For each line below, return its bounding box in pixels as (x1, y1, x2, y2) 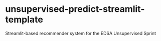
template (5, 14, 44, 25)
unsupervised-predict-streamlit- (5, 3, 145, 15)
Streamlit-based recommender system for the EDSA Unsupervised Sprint (5, 30, 156, 36)
